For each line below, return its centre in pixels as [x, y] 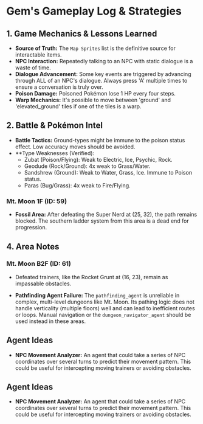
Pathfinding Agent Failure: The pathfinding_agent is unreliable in [97, 295]
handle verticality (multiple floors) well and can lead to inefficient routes [105, 308]
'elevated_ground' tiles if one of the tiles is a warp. [78, 106]
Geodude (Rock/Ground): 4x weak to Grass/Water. [87, 166]
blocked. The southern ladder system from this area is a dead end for [102, 221]
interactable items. [38, 55]
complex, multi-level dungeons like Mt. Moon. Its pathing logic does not [105, 302]
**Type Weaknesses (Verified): [55, 153]
